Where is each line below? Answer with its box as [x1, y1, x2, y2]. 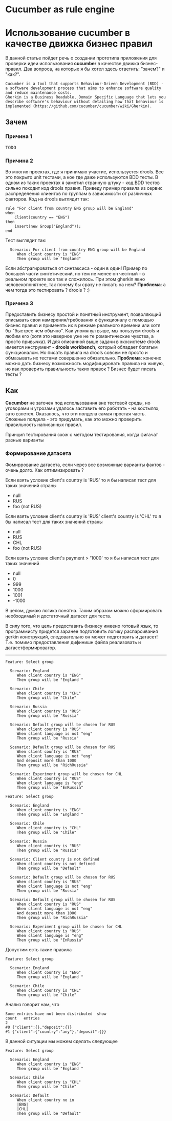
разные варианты [5, 437, 44, 443]
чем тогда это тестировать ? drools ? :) [5, 287, 90, 293]
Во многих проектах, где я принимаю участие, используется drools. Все [5, 169, 164, 175]
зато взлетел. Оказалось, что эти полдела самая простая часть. [5, 411, 146, 417]
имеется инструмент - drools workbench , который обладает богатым [5, 344, 158, 350]
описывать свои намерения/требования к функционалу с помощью [5, 317, 154, 323]
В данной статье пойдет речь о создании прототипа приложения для [5, 55, 157, 61]
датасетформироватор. [5, 645, 56, 651]
